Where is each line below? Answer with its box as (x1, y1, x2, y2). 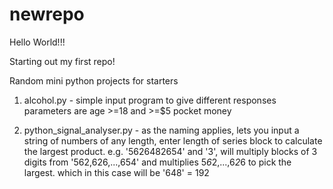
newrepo (9, 3, 85, 26)
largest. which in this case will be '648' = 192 (23, 166, 210, 178)
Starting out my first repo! (9, 55, 116, 67)
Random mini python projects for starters (9, 74, 179, 87)
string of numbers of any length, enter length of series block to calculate (23, 134, 323, 147)
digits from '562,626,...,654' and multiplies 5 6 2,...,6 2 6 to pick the (23, 156, 292, 168)
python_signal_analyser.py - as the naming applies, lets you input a (23, 124, 300, 136)
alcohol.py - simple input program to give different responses (23, 94, 277, 106)
